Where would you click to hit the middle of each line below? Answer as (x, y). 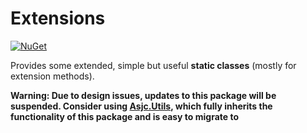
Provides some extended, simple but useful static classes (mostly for (153, 65)
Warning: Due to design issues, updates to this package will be (143, 95)
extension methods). (52, 76)
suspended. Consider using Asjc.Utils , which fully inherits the (141, 106)
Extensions (58, 18)
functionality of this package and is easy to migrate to (125, 116)
